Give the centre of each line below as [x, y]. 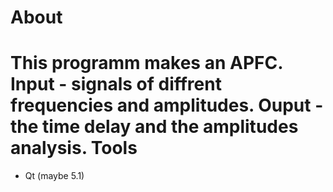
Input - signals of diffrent [116, 84]
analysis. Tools [74, 148]
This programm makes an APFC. [146, 63]
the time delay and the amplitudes [154, 127]
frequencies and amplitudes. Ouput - [167, 105]
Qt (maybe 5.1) [54, 176]
